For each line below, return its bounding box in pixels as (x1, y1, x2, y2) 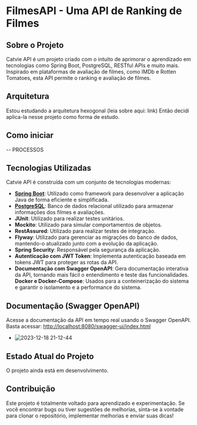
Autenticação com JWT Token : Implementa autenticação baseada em (14, 253, 186, 260)
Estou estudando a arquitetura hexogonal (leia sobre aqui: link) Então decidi (6, 107, 189, 114)
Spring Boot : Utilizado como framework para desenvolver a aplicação (14, 190, 184, 197)
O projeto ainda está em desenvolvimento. (6, 367, 109, 374)
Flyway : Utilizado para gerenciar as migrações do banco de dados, (14, 234, 178, 241)
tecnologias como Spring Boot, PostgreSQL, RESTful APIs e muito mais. (6, 62, 179, 69)
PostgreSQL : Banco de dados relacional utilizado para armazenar (14, 202, 174, 210)
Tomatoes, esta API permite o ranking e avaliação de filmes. (6, 75, 152, 81)
